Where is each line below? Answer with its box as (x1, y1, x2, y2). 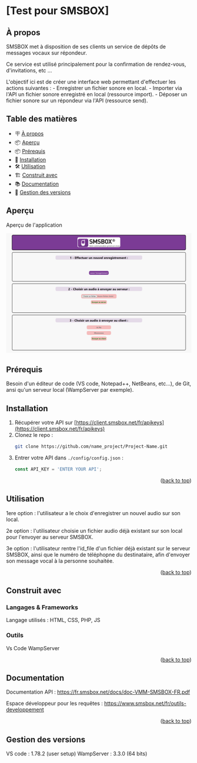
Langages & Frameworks (6, 603, 78, 611)
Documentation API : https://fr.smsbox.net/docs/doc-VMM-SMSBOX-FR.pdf (6, 688, 191, 695)
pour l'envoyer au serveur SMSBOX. (6, 533, 94, 540)
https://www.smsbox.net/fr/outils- (103, 700, 186, 707)
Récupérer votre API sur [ (14, 419, 76, 426)
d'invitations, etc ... (6, 67, 52, 74)
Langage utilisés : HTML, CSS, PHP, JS (6, 617, 101, 624)
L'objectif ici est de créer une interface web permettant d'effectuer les (6, 78, 176, 85)
